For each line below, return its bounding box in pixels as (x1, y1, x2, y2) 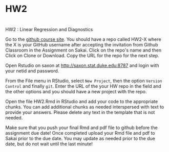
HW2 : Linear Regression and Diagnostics (5, 27, 93, 33)
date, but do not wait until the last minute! (5, 141, 93, 147)
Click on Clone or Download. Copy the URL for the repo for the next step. (5, 53, 160, 59)
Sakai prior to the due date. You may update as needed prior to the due (5, 136, 155, 142)
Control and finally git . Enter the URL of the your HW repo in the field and (5, 83, 161, 89)
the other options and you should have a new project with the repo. (5, 89, 147, 95)
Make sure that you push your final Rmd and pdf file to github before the (5, 124, 158, 131)
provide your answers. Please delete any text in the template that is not (5, 109, 155, 115)
